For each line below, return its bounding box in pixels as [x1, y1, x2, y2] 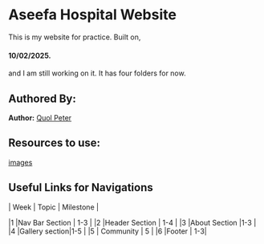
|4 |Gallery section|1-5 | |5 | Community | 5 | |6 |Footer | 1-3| [8, 226, 207, 236]
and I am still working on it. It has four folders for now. [8, 68, 186, 78]
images [8, 157, 33, 167]
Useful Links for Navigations [8, 181, 154, 194]
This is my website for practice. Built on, [8, 32, 141, 42]
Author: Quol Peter [8, 112, 72, 122]
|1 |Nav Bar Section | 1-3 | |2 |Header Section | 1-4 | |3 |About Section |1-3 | [8, 218, 257, 227]
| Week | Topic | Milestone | [8, 202, 99, 212]
